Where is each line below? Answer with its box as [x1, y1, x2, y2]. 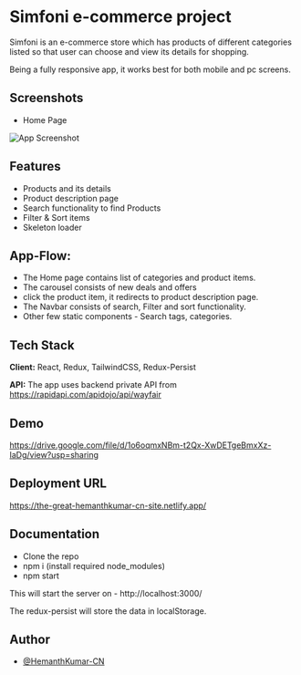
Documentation [9, 526, 100, 542]
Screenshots [9, 90, 84, 106]
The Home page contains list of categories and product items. [22, 272, 256, 284]
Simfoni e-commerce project [9, 6, 233, 27]
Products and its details [22, 182, 112, 193]
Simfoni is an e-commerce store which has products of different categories [9, 36, 292, 47]
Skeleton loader [22, 222, 82, 233]
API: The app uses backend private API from [9, 379, 178, 390]
